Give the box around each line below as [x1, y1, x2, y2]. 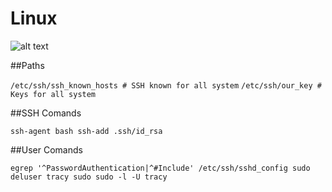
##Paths [10, 59, 45, 71]
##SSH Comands [10, 107, 82, 119]
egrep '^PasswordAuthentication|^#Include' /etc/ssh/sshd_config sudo [10, 163, 311, 173]
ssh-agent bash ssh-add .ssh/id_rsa [10, 126, 163, 136]
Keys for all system [10, 89, 97, 99]
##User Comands [10, 143, 83, 156]
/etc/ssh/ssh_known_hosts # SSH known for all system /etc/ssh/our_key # [10, 80, 322, 91]
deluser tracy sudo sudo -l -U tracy [10, 172, 168, 182]
